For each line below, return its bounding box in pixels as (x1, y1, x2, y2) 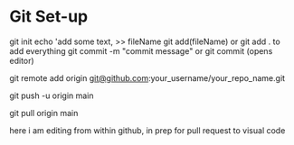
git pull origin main (9, 107, 79, 118)
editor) (9, 55, 34, 66)
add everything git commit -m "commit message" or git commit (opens (9, 45, 273, 56)
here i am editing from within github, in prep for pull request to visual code (9, 124, 286, 136)
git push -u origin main (9, 90, 94, 101)
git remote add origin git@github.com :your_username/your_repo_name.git (9, 72, 286, 83)
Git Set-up (9, 6, 89, 27)
